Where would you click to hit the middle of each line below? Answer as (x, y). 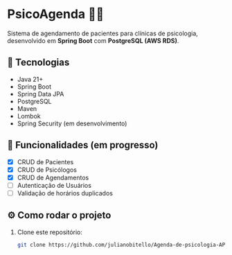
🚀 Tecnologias (38, 63)
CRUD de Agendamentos (53, 177)
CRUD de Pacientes (45, 161)
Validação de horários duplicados (65, 193)
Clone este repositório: (50, 232)
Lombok (29, 116)
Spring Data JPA (41, 94)
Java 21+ (30, 79)
